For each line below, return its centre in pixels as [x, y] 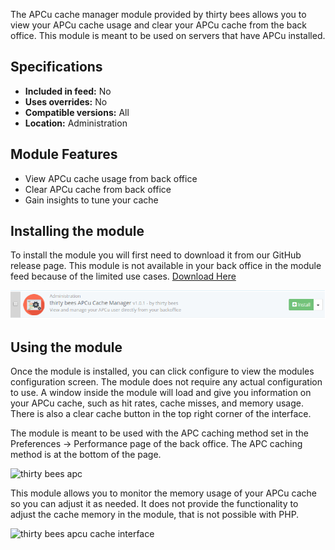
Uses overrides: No [66, 101]
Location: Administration [76, 123]
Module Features [64, 154]
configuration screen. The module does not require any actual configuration [166, 382]
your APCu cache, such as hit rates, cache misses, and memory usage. [157, 403]
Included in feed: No [68, 91]
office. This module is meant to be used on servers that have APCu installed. [168, 35]
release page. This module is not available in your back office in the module [166, 266]
